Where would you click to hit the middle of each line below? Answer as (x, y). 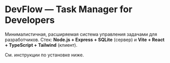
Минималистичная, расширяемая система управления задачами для (81, 34)
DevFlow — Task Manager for (69, 9)
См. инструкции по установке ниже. (45, 55)
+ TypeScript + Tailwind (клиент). (41, 45)
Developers (30, 20)
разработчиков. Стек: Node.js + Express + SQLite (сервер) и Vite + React (85, 40)
